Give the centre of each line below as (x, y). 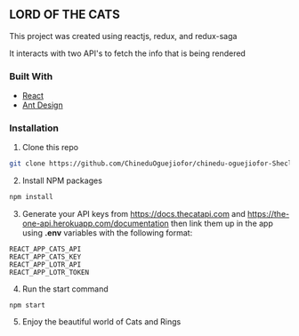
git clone (28, 164)
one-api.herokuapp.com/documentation (95, 224)
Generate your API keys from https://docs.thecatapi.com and (134, 214)
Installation (34, 128)
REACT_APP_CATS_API (45, 249)
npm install (31, 197)
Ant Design (43, 105)
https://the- (269, 214)
